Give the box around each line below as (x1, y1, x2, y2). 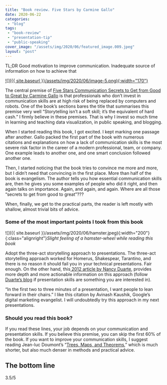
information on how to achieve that (5, 68, 77, 74)
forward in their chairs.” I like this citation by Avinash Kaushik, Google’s (5, 291, 151, 297)
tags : (5, 26, 16, 31)
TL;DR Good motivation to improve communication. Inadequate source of (5, 63, 156, 69)
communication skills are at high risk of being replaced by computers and (5, 98, 156, 104)
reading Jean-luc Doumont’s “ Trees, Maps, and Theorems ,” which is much (5, 342, 158, 348)
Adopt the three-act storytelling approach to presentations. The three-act (5, 250, 156, 256)
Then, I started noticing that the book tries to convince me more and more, (5, 165, 159, 171)
